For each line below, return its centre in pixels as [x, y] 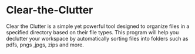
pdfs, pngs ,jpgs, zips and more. [45, 45]
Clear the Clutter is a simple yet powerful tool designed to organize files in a [98, 26]
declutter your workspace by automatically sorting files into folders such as [97, 38]
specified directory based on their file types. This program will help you [93, 32]
